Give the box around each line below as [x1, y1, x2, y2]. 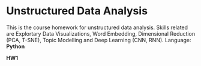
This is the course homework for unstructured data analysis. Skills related [6, 24, 188, 31]
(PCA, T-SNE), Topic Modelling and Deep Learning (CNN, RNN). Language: [6, 36, 191, 43]
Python [6, 43, 25, 50]
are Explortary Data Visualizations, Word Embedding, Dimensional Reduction [6, 30, 196, 37]
